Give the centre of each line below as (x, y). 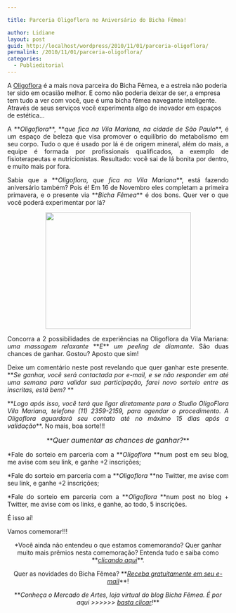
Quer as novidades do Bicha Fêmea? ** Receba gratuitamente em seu (114, 574)
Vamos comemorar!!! (38, 531)
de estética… (26, 115)
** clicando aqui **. (118, 560)
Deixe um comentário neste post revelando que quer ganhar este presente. (118, 367)
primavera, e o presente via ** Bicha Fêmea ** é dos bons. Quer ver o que (118, 195)
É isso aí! (20, 517)
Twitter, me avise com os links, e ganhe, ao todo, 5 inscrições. (97, 504)
